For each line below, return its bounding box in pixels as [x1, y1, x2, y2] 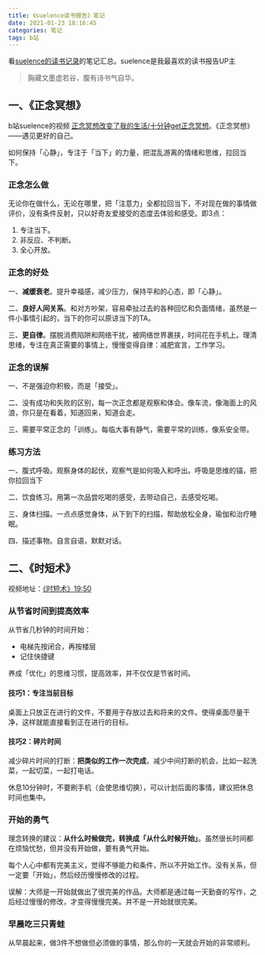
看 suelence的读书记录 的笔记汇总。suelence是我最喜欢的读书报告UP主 [8, 56, 237, 66]
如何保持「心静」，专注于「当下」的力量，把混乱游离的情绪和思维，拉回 [8, 148, 240, 157]
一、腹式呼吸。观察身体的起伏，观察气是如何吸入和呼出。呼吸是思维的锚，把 [8, 466, 257, 476]
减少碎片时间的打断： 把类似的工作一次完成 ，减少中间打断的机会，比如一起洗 [8, 756, 257, 765]
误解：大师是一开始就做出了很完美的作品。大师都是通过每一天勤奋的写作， [8, 887, 250, 896]
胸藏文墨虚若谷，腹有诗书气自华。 [27, 73, 139, 83]
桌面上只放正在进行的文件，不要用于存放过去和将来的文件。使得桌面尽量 [8, 707, 243, 717]
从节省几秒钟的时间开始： [8, 625, 91, 635]
